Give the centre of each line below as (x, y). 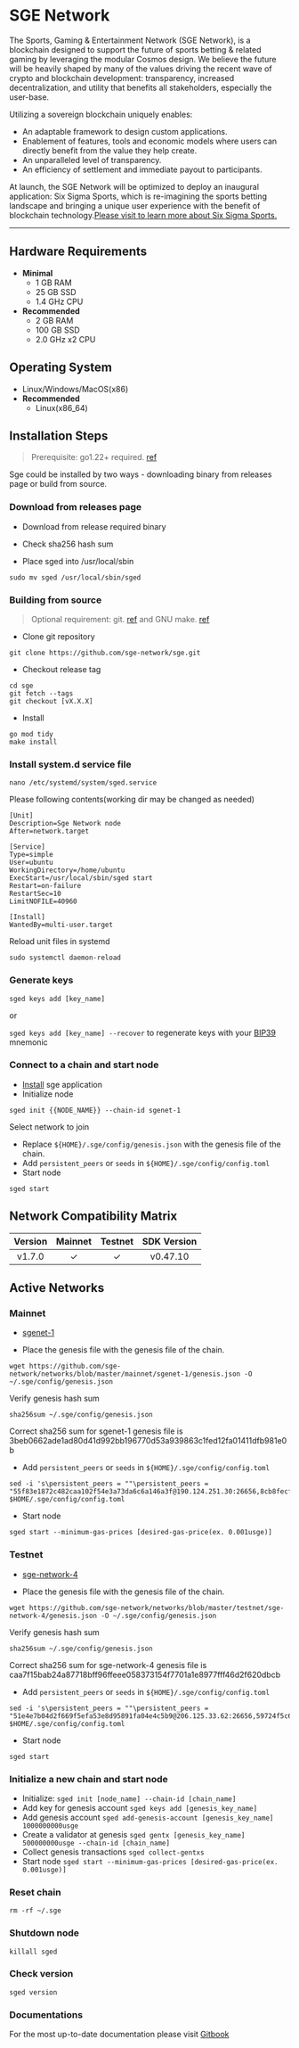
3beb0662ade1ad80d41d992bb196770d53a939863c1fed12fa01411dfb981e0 (148, 1441)
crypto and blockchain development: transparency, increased (121, 78)
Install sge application (62, 1084)
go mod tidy (31, 734)
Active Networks (57, 1288)
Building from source (56, 600)
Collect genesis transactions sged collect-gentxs (113, 1852)
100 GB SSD (57, 330)
